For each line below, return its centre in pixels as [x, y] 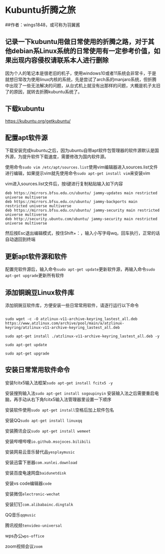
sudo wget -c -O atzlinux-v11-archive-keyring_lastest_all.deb [71, 319]
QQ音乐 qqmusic [20, 514]
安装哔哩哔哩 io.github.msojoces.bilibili [48, 441]
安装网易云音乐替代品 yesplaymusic [40, 452]
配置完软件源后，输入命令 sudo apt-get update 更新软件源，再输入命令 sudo [80, 269]
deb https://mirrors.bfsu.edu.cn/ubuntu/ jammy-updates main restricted [81, 193]
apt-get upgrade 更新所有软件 [35, 276]
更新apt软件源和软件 [36, 257]
